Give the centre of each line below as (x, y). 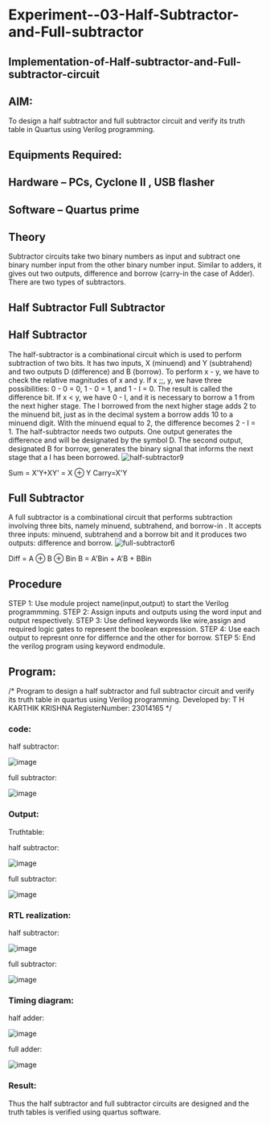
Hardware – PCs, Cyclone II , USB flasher (112, 183)
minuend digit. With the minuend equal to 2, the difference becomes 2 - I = (132, 423)
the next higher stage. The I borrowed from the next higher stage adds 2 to (133, 405)
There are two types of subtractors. (67, 282)
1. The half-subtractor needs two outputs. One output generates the (121, 431)
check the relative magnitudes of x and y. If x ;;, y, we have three (115, 380)
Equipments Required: (65, 155)
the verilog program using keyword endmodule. (87, 646)
